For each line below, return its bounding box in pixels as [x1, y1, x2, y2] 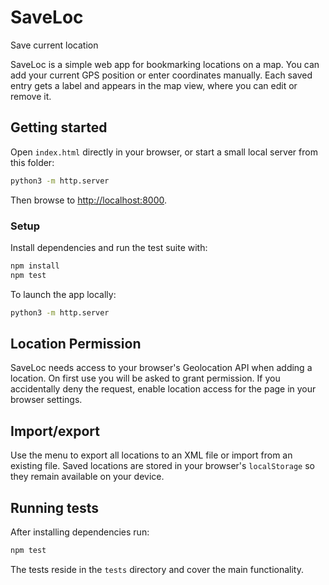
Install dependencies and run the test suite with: [10, 241, 208, 253]
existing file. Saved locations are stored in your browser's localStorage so [10, 460, 315, 472]
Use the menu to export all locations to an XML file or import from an [10, 449, 293, 461]
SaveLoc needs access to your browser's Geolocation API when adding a [10, 362, 313, 374]
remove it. [10, 90, 52, 102]
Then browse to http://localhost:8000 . [10, 194, 168, 206]
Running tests [10, 499, 100, 516]
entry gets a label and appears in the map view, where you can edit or [10, 79, 298, 91]
